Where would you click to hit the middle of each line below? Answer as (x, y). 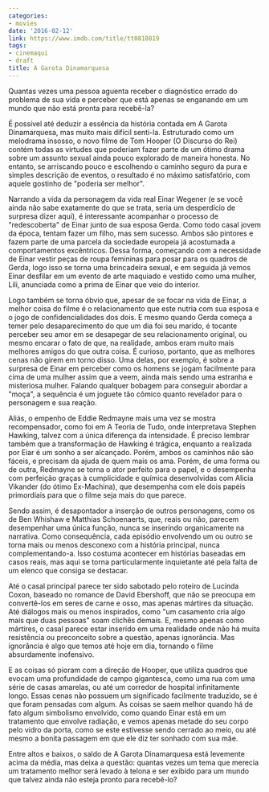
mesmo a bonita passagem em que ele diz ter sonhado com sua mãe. (123, 738)
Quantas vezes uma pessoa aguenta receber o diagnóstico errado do (123, 91)
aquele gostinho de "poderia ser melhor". (77, 183)
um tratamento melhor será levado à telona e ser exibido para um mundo (129, 771)
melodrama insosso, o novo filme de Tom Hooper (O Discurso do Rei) (123, 141)
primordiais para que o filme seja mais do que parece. (98, 494)
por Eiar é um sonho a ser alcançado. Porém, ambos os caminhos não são (131, 452)
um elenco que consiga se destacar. (68, 570)
